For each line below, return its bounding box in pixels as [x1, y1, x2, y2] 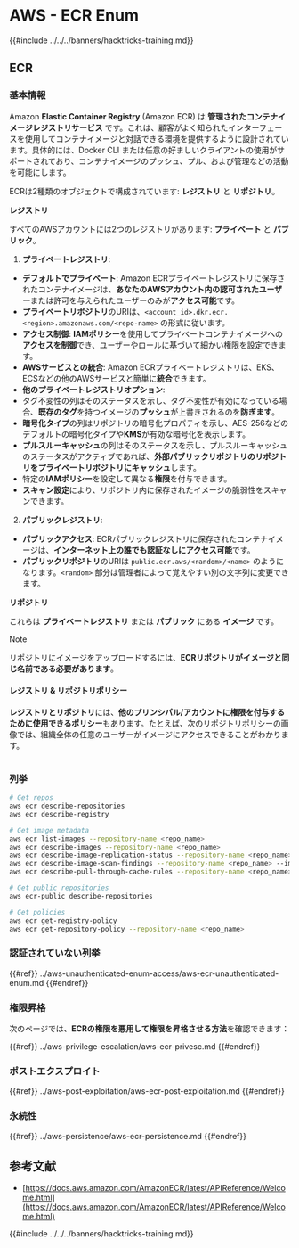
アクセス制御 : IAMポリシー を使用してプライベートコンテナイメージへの [21, 328, 283, 339]
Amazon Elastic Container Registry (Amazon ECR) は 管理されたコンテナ [9, 111, 279, 121]
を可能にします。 [9, 167, 71, 177]
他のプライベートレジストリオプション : [21, 384, 166, 395]
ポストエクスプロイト [9, 1064, 101, 1077]
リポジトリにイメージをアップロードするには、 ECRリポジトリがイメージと [9, 652, 282, 662]
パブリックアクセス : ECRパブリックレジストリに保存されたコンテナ [21, 533, 269, 544]
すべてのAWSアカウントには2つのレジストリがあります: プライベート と [9, 224, 271, 234]
